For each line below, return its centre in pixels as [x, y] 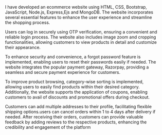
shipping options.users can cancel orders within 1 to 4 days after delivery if [80, 112]
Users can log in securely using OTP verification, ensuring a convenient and [81, 32]
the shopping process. [27, 22]
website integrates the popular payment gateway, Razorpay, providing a [77, 67]
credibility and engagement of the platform [48, 127]
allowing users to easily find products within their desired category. [72, 87]
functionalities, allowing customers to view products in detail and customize [81, 42]
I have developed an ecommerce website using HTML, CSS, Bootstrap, [76, 7]
